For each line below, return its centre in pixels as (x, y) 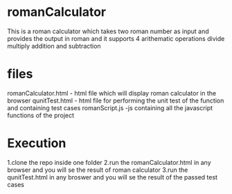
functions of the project (41, 115)
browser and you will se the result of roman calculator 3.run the (98, 170)
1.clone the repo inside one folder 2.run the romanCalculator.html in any (109, 162)
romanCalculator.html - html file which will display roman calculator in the (112, 93)
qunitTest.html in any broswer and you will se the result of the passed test (113, 177)
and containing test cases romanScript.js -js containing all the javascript (110, 107)
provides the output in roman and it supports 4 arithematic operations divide (116, 38)
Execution (37, 143)
